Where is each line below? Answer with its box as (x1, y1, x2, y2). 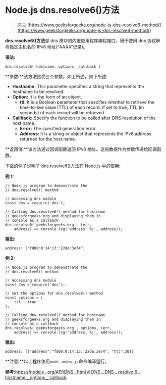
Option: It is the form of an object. (12, 94, 82, 99)
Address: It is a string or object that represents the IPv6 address (19, 131, 152, 137)
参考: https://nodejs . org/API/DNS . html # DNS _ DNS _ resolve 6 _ (5, 369, 141, 375)
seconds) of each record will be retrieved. (19, 109, 106, 115)
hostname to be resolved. (12, 89, 65, 95)
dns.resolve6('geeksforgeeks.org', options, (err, (5, 325, 112, 331)
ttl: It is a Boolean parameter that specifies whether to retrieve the (19, 99, 155, 105)
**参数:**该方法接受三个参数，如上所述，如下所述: (5, 73, 108, 79)
